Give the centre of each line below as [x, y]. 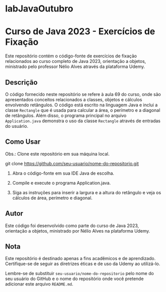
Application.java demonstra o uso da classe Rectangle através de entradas [83, 121]
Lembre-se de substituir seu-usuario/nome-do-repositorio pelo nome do [80, 274]
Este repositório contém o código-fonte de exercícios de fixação [71, 56]
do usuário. [17, 126]
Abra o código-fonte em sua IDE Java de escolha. [63, 173]
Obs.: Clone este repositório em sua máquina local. [57, 154]
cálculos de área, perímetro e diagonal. [52, 198]
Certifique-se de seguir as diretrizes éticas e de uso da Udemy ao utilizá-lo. [83, 264]
